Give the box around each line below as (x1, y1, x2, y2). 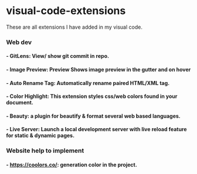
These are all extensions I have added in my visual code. (6, 23, 142, 30)
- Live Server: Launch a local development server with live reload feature (6, 126, 187, 133)
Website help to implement (6, 146, 84, 155)
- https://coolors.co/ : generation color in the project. (6, 161, 138, 168)
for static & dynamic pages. (6, 132, 75, 139)
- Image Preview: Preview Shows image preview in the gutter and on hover (6, 66, 191, 73)
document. (6, 99, 33, 106)
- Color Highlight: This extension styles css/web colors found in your (6, 93, 178, 100)
